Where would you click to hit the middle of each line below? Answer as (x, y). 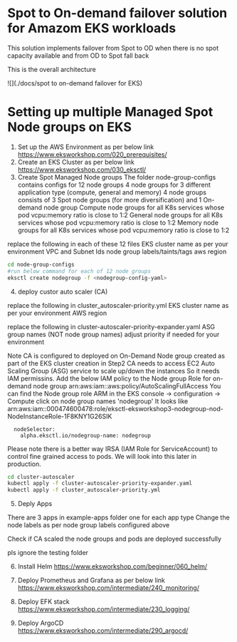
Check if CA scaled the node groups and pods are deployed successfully (115, 539)
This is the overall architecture (52, 69)
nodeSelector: (35, 429)
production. (24, 464)
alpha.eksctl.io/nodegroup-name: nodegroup (86, 435)
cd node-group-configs (41, 264)
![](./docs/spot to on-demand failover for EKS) (75, 83)
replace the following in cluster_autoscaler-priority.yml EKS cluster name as (118, 305)
